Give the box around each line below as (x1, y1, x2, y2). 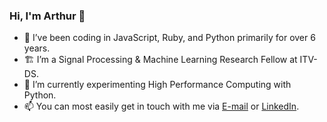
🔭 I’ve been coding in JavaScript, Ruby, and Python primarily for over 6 (23, 32, 316, 44)
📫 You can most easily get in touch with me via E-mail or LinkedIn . (23, 100, 300, 113)
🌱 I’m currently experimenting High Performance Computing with (23, 79, 292, 91)
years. (23, 42, 51, 54)
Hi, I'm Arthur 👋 (9, 9, 86, 23)
